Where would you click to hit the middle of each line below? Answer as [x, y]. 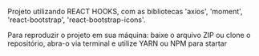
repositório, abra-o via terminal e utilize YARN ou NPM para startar [117, 43]
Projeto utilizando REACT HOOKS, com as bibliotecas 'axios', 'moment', [125, 11]
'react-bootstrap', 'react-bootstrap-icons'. [77, 20]
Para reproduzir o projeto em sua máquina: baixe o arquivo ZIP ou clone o [129, 35]
